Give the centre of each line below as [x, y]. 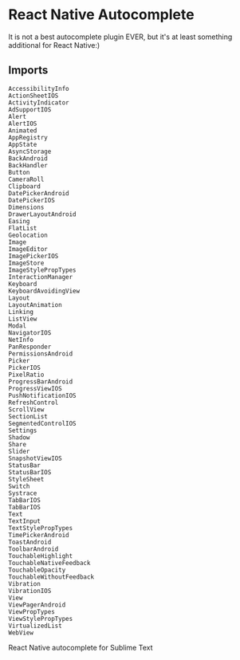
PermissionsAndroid [41, 354]
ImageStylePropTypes [43, 270]
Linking [21, 312]
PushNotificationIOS [43, 395]
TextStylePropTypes [41, 528]
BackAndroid [28, 158]
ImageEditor [28, 249]
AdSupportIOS [30, 109]
